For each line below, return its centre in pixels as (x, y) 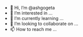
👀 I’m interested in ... (31, 13)
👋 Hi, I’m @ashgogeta (32, 8)
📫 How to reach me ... (33, 29)
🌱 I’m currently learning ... (37, 18)
